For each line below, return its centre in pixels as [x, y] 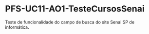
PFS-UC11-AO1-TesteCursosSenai [75, 9]
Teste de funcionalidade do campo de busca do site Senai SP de [70, 22]
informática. [17, 27]
